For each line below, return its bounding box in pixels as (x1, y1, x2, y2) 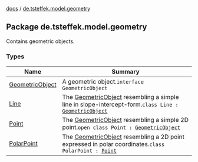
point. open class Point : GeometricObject (62, 123, 181, 131)
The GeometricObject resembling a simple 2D (62, 116, 189, 124)
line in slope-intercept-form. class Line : (62, 100, 179, 108)
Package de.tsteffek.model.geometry (6, 22, 147, 32)
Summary (111, 68, 140, 76)
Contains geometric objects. (6, 38, 75, 45)
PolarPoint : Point (62, 147, 117, 154)
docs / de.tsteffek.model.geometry (6, 5, 91, 12)
